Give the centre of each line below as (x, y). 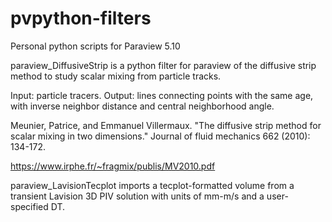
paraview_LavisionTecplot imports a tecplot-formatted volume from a (152, 185)
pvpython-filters (81, 18)
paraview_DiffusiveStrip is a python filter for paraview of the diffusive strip (163, 65)
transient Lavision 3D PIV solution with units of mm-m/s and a (137, 196)
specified (29, 206)
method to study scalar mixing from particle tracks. (116, 76)
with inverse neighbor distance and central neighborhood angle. (142, 106)
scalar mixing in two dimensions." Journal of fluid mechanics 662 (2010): (160, 136)
